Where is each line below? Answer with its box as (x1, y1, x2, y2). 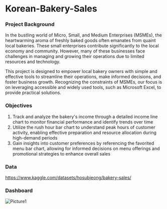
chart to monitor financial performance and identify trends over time (12, 118, 153, 125)
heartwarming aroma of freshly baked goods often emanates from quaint (5, 37, 156, 43)
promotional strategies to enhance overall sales (12, 150, 111, 156)
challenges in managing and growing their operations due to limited (5, 53, 144, 59)
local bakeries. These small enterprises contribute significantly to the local (5, 43, 159, 49)
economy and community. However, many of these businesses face (5, 48, 145, 54)
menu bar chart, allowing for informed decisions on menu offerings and (12, 145, 160, 151)
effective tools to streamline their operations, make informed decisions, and (5, 73, 161, 80)
